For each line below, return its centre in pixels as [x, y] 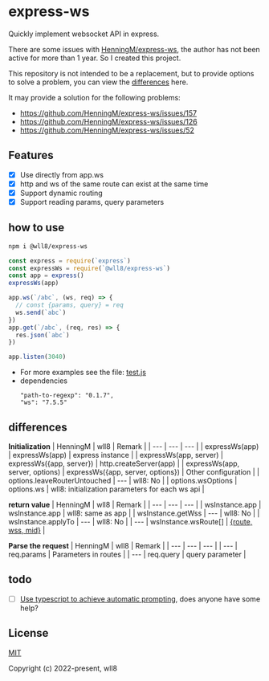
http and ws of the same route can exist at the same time [114, 184]
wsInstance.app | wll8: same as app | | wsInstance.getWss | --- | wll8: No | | [134, 513]
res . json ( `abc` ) [43, 335]
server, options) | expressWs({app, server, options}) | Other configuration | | [134, 472]
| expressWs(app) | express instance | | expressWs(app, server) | [116, 455]
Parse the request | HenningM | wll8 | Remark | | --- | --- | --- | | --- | [123, 546]
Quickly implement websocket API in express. [84, 34]
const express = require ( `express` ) [69, 261]
